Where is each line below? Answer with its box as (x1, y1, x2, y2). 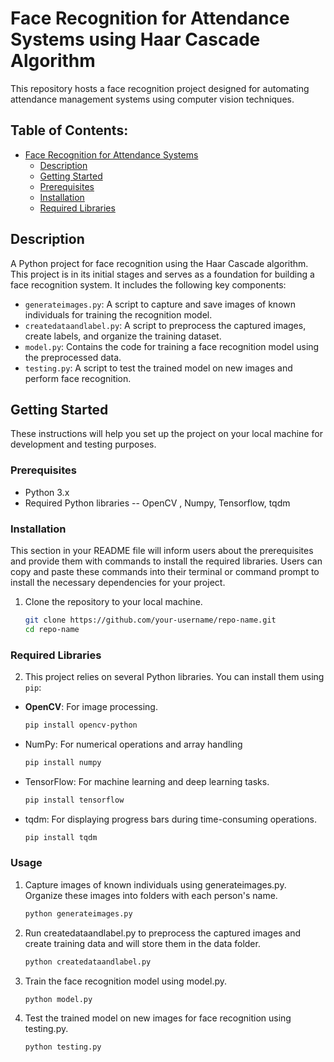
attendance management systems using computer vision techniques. (10, 93, 295, 105)
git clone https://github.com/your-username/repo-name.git (24, 615, 277, 625)
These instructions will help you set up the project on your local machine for (10, 428, 323, 440)
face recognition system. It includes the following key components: (10, 278, 287, 291)
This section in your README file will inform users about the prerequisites (10, 544, 314, 556)
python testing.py (24, 1042, 102, 1052)
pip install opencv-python (24, 720, 138, 731)
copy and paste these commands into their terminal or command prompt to (10, 565, 320, 577)
